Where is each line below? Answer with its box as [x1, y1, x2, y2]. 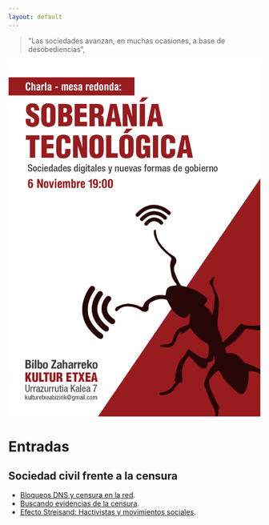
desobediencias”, [27, 44, 86, 54]
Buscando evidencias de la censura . [19, 499, 140, 508]
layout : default [8, 13, 62, 21]
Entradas [8, 437, 70, 455]
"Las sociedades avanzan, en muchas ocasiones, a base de [27, 36, 226, 46]
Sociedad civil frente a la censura [8, 469, 179, 483]
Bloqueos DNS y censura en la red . [19, 491, 136, 500]
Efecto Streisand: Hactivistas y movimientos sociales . [19, 507, 196, 517]
